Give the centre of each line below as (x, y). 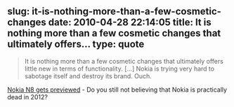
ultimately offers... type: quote (76, 44)
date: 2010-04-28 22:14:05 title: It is (130, 23)
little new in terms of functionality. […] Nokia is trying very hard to (119, 69)
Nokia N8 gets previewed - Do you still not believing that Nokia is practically (117, 90)
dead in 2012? (27, 97)
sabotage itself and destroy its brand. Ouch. (88, 76)
